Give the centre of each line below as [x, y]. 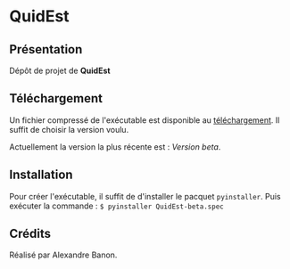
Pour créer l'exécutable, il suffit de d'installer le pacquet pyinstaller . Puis [145, 196]
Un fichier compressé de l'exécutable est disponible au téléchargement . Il [145, 120]
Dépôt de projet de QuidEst [60, 70]
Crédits [30, 234]
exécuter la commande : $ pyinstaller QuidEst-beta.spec [117, 206]
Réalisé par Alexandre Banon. [63, 255]
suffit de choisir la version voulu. [69, 129]
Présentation [46, 49]
